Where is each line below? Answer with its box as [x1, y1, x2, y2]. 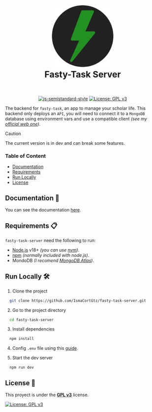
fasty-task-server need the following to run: [5, 237, 96, 243]
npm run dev [9, 365, 34, 370]
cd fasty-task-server [9, 317, 54, 322]
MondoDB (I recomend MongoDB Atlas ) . [12, 257, 94, 263]
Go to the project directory [12, 307, 66, 313]
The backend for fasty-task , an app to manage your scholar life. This [5, 105, 146, 111]
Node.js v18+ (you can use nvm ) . [12, 247, 80, 253]
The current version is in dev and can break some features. [5, 140, 125, 146]
